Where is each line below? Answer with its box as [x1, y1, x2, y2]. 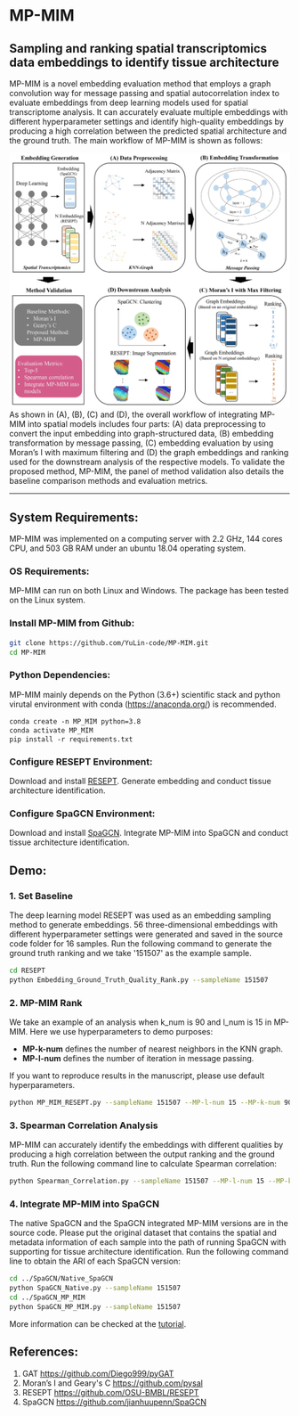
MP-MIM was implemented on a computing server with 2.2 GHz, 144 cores [9, 534, 283, 544]
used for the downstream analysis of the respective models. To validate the [9, 456, 286, 468]
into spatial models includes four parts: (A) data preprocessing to [27, 419, 266, 430]
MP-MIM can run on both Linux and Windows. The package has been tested [9, 585, 289, 596]
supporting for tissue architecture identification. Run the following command [9, 1247, 289, 1257]
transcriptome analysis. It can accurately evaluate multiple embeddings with [9, 107, 288, 117]
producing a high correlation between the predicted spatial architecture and [9, 126, 287, 136]
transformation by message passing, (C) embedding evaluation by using [9, 438, 274, 448]
